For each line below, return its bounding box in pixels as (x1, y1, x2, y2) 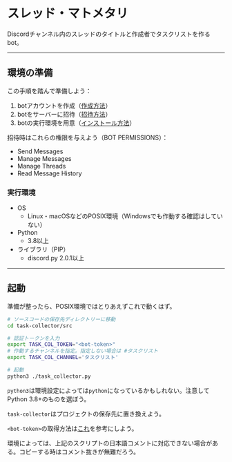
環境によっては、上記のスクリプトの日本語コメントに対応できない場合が (7, 439, 213, 447)
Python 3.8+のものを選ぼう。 (7, 394, 90, 403)
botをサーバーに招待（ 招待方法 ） (17, 110, 112, 118)
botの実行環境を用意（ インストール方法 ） (17, 118, 136, 127)
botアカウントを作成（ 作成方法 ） (17, 101, 112, 110)
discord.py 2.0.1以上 (27, 254, 85, 262)
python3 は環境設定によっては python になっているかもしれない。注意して (7, 386, 210, 394)
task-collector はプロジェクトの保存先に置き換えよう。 (7, 410, 166, 418)
